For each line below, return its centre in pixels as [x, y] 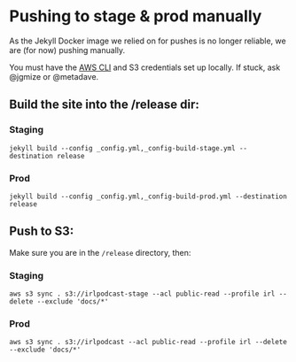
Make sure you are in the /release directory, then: [100, 252]
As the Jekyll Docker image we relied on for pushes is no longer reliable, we [148, 41]
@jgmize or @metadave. [54, 76]
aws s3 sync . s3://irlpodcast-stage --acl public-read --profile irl [142, 294]
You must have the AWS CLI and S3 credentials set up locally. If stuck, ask [145, 67]
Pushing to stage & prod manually [136, 16]
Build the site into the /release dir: [104, 105]
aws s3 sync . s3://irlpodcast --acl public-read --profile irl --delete [148, 343]
